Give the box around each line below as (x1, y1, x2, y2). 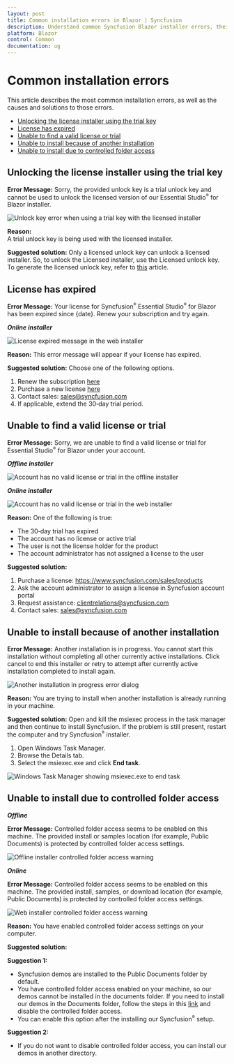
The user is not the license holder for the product (17, 542, 159, 550)
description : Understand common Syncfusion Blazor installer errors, (7, 23, 214, 30)
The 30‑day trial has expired (17, 527, 99, 535)
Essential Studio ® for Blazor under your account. (7, 445, 146, 455)
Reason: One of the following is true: (7, 514, 113, 522)
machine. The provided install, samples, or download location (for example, (7, 887, 224, 896)
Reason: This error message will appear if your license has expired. (7, 350, 201, 358)
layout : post (7, 10, 45, 17)
